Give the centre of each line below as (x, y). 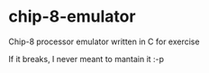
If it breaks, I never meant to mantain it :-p (86, 59)
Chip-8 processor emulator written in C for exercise (104, 41)
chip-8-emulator (72, 17)
